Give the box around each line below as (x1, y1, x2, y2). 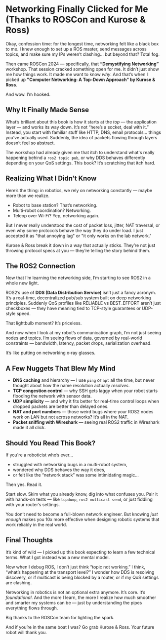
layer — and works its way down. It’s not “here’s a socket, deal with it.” (5, 124, 149, 130)
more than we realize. (5, 193, 50, 199)
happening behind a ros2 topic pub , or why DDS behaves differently (5, 155, 145, 160)
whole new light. (5, 280, 39, 286)
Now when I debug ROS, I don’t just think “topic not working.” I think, (5, 564, 145, 570)
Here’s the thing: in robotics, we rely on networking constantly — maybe (5, 187, 153, 193)
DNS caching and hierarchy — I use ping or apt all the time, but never (12, 377, 155, 383)
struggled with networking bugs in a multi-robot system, (12, 462, 127, 467)
